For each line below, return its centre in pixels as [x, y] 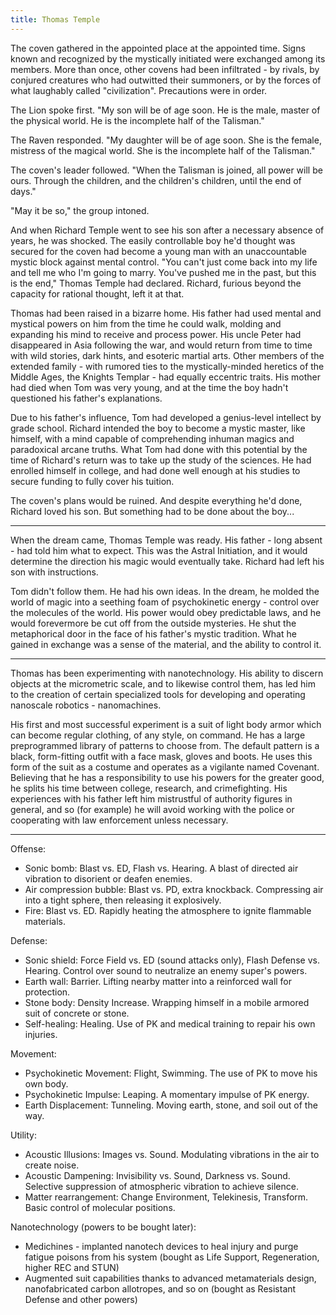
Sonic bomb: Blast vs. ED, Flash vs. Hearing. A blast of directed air [161, 868]
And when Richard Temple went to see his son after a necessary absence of [167, 230]
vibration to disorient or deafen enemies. [108, 878]
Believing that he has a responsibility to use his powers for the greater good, [167, 777]
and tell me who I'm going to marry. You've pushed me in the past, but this [163, 272]
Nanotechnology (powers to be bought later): [103, 1227]
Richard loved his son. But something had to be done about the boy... [152, 511]
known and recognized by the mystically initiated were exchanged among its [168, 58]
